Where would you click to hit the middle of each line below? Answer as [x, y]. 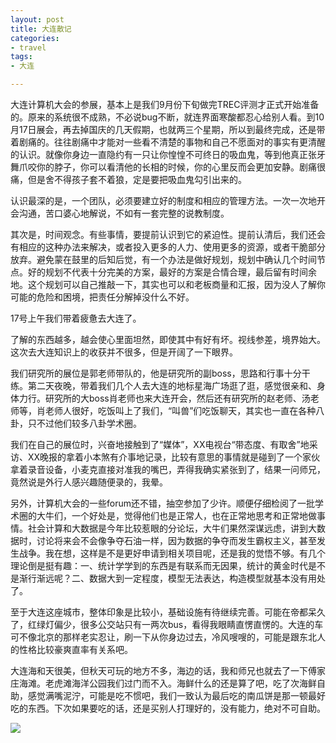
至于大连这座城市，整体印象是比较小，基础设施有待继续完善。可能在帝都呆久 [168, 612]
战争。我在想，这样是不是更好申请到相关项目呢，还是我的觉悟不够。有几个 [172, 553]
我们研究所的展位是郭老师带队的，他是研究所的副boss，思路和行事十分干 [160, 373]
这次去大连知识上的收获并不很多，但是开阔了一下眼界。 [124, 352]
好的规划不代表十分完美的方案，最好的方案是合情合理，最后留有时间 [167, 272]
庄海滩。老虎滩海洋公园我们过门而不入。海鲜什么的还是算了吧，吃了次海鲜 [163, 683]
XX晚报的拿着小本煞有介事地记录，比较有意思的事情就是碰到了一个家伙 [174, 457]
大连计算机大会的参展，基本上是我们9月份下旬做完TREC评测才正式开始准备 [165, 104]
